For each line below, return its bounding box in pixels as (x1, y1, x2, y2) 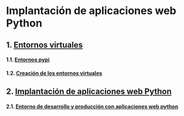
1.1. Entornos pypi (6, 56, 50, 63)
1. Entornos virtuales (6, 40, 83, 50)
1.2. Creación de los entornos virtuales (6, 69, 103, 77)
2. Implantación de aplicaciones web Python (6, 87, 172, 97)
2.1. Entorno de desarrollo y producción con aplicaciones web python (6, 103, 179, 110)
